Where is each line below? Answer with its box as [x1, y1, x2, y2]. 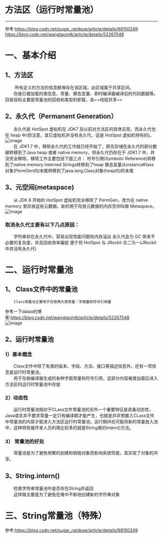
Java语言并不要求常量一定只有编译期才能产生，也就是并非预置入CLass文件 [5, 412, 155, 418]
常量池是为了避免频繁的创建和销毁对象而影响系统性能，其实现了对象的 [14, 450, 154, 456]
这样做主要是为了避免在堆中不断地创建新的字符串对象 [14, 491, 120, 497]
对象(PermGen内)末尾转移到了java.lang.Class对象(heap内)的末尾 [5, 168, 134, 173]
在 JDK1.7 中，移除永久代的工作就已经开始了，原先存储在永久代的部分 [14, 143, 153, 149]
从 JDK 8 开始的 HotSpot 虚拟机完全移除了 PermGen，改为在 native [14, 197, 148, 203]
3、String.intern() [5, 471, 60, 480]
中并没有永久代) [5, 246, 37, 252]
